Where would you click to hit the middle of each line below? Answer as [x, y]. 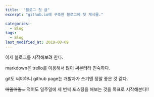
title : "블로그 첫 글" [28, 10]
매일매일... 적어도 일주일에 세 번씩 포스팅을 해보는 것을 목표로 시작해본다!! [77, 89]
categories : [18, 24]
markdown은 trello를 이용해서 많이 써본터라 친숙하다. [58, 68]
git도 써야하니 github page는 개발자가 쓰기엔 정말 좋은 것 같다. [67, 78]
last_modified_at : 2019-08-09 [37, 42]
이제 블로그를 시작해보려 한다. [34, 57]
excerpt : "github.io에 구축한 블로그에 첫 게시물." [54, 15]
